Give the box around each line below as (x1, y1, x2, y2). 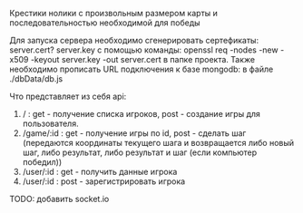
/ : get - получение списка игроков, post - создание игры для (22, 109, 261, 119)
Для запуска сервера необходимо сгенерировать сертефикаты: (9, 35, 259, 45)
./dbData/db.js (9, 73, 64, 84)
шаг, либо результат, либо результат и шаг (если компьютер (22, 147, 258, 158)
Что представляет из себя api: (9, 91, 127, 102)
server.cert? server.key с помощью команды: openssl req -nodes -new (9, 44, 279, 55)
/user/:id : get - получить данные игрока (22, 167, 178, 177)
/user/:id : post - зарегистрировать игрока (22, 176, 186, 187)
